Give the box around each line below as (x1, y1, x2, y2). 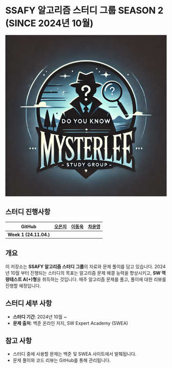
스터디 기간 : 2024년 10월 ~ (12, 313, 67, 320)
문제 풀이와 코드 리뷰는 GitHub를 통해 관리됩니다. (12, 357, 111, 363)
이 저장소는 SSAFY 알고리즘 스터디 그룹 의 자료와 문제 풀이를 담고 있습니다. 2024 (5, 263, 166, 269)
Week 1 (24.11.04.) (7, 231, 50, 237)
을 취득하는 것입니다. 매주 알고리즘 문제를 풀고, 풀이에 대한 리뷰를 (36, 276, 166, 282)
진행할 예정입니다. (5, 283, 41, 289)
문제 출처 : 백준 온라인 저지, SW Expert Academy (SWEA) (12, 320, 128, 326)
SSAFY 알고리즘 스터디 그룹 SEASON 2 (5, 5, 164, 16)
